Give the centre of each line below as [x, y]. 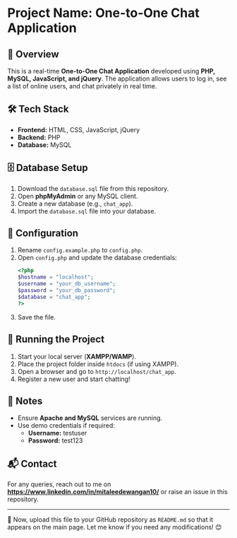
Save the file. [37, 317]
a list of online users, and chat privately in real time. [82, 86]
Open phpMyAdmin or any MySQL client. [78, 196]
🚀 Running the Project [56, 340]
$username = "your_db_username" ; [67, 284]
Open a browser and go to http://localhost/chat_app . [97, 371]
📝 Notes [25, 401]
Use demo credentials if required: [66, 426]
